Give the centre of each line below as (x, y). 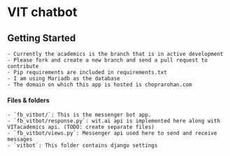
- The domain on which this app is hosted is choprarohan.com (100, 85)
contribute (23, 66)
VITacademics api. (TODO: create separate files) (81, 127)
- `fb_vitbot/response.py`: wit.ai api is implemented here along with (114, 121)
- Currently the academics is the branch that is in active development (115, 54)
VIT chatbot (42, 12)
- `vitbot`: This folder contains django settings (82, 146)
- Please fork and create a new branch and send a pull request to (108, 60)
